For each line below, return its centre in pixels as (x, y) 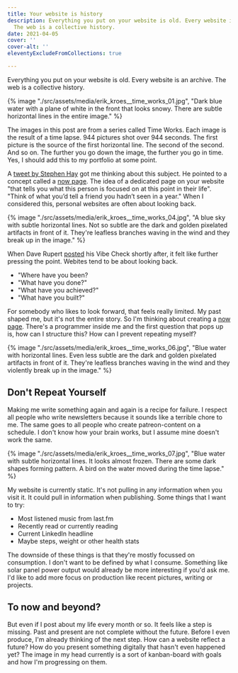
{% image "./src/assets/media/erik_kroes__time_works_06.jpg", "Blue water (117, 347)
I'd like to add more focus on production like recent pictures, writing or (110, 577)
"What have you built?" (51, 298)
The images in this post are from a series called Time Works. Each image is (117, 130)
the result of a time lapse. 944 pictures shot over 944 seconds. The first (113, 137)
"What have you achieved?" (58, 290)
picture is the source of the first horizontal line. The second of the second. (116, 145)
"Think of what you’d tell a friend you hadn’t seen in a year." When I (106, 196)
